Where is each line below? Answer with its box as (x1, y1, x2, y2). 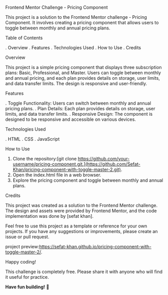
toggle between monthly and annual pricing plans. (5, 25, 110, 31)
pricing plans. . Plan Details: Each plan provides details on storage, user (5, 106, 156, 111)
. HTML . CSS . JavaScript (5, 136, 60, 142)
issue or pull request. (5, 234, 49, 240)
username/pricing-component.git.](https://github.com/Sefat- (12, 161, 141, 167)
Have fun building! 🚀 (5, 284, 49, 290)
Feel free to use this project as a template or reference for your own (5, 223, 148, 229)
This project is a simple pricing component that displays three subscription (5, 64, 162, 70)
